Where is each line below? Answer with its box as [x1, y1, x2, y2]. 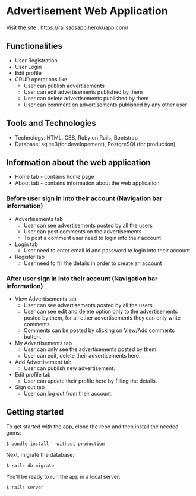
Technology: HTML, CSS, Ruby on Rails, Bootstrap [14, 134, 138, 141]
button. [23, 333, 42, 340]
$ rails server [6, 484, 44, 491]
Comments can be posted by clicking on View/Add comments [23, 327, 175, 334]
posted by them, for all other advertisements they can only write [23, 314, 181, 321]
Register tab [14, 253, 45, 260]
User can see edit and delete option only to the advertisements [23, 308, 178, 315]
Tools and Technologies [6, 118, 97, 128]
